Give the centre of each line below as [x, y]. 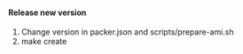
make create [44, 42]
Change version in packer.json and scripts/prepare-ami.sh [127, 32]
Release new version [47, 12]
